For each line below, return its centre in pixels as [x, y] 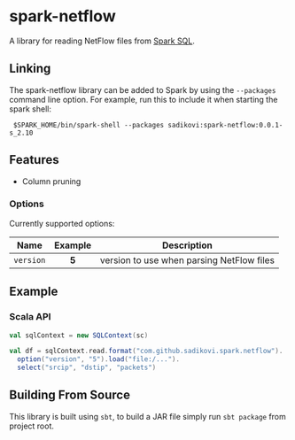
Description [187, 245]
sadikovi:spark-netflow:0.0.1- [225, 125]
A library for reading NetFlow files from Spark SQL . [102, 41]
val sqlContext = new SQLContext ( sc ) [79, 335]
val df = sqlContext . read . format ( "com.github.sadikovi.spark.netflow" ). [146, 351]
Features [34, 160]
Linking [30, 69]
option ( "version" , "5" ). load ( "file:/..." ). [98, 359]
